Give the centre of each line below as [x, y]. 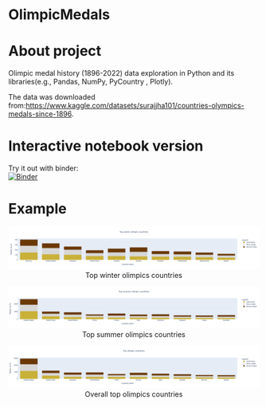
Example [37, 209]
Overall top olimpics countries [134, 394]
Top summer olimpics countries [134, 335]
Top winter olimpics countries [134, 275]
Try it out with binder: [43, 168]
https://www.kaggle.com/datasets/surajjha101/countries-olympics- [135, 106]
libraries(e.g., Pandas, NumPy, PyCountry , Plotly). [91, 82]
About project [55, 51]
